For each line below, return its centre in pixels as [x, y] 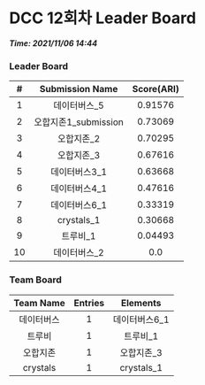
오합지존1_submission [79, 122]
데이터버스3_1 [79, 172]
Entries [89, 303]
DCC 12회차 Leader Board [103, 18]
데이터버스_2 [79, 253]
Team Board [35, 280]
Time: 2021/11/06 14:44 [53, 43]
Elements [141, 303]
